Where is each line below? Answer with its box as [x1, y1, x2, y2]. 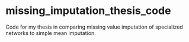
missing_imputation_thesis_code [5, 4, 171, 17]
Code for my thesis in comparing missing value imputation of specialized [5, 23, 183, 30]
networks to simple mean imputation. [5, 29, 96, 36]
